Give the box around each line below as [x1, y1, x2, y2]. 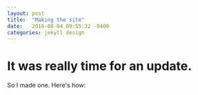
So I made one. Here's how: [7, 81, 86, 90]
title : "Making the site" [7, 16, 85, 23]
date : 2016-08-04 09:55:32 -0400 [7, 23, 110, 29]
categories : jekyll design [7, 29, 85, 36]
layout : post [7, 10, 45, 17]
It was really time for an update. [7, 59, 192, 74]
